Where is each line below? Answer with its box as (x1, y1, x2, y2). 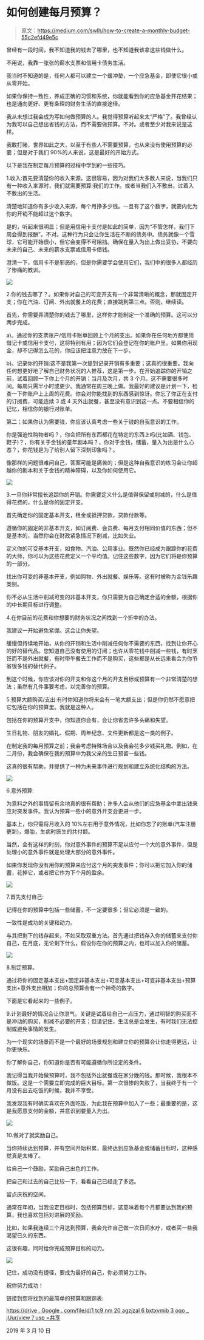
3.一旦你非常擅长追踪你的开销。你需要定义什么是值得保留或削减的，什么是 (6, 491, 192, 498)
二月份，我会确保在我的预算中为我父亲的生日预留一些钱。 (6, 749, 150, 757)
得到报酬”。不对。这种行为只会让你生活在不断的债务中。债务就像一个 (16, 230, 190, 237)
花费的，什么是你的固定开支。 (11, 498, 86, 506)
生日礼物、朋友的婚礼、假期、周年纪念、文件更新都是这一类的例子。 (6, 729, 177, 736)
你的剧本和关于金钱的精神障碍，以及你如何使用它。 (11, 466, 140, 474)
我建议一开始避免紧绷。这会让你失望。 (6, 627, 102, 634)
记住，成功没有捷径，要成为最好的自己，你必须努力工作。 (6, 1268, 150, 1276)
